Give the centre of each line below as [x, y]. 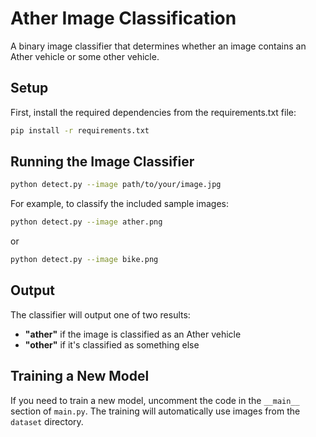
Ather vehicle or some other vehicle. [85, 56]
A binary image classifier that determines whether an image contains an [158, 46]
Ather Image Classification [123, 18]
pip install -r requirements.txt [80, 130]
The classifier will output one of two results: [100, 314]
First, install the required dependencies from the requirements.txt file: [153, 112]
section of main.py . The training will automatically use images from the [155, 411]
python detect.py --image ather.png [86, 222]
